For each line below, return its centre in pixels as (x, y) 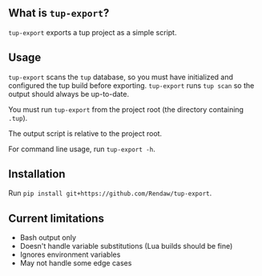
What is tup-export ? (59, 13)
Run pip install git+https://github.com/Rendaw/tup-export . (110, 193)
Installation (37, 174)
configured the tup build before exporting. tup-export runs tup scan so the (131, 85)
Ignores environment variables (70, 254)
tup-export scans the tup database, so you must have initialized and (121, 77)
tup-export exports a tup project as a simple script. (93, 32)
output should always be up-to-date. (69, 94)
